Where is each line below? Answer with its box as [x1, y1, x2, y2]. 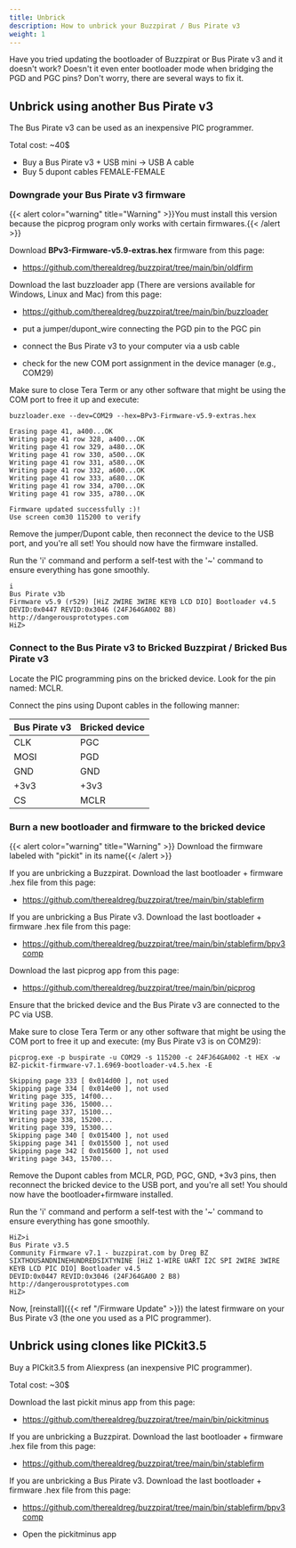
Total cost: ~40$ [9, 140, 70, 151]
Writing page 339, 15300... [9, 1124, 114, 1133]
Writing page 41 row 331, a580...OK [9, 458, 145, 468]
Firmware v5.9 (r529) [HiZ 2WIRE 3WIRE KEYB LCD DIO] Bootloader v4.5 [9, 598, 276, 607]
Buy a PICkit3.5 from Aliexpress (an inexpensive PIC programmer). [9, 1362, 252, 1372]
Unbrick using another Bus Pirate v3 [9, 99, 213, 114]
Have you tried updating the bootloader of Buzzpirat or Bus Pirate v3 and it [9, 54, 284, 65]
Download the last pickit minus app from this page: [9, 1396, 196, 1407]
